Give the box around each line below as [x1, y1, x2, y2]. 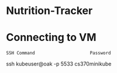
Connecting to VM [6, 31, 97, 44]
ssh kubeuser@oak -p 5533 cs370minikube [6, 60, 112, 68]
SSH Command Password [6, 50, 111, 56]
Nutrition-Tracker [6, 4, 93, 18]
